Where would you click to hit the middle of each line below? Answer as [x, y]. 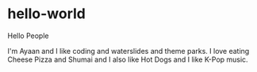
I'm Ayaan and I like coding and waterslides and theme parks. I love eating [128, 51]
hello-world [47, 14]
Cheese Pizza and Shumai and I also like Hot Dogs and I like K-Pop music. [128, 59]
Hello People [28, 36]
